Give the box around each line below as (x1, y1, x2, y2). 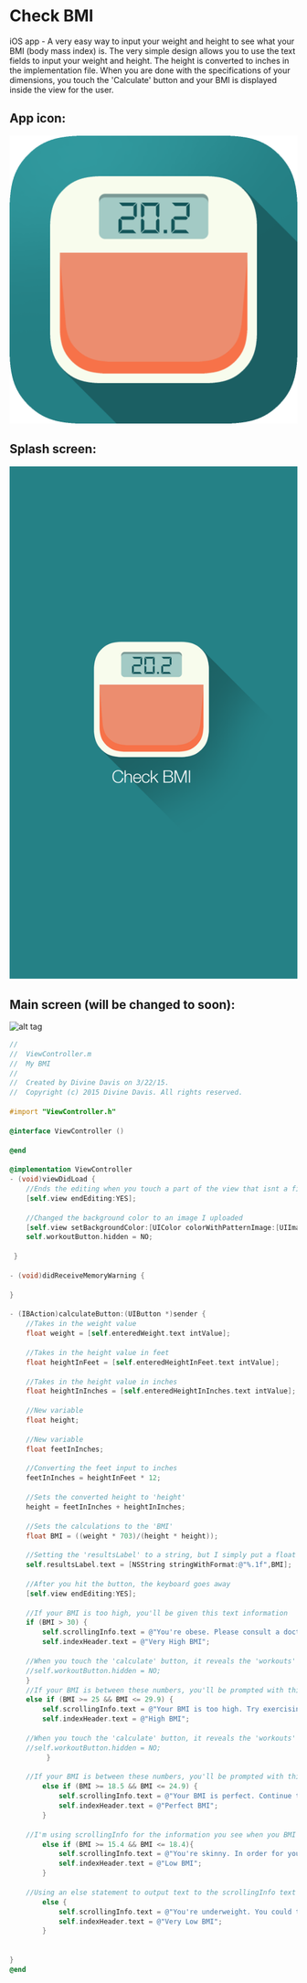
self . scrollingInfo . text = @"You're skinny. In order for (58, 1850, 284, 1859)
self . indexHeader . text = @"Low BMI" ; (58, 1859, 203, 1869)
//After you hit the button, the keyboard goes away (26, 1579, 231, 1588)
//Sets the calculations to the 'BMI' (26, 1522, 174, 1531)
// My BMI (9, 1059, 51, 1068)
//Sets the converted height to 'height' (26, 1493, 185, 1502)
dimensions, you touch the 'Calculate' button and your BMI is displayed (9, 74, 277, 85)
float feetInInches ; (26, 1445, 104, 1454)
